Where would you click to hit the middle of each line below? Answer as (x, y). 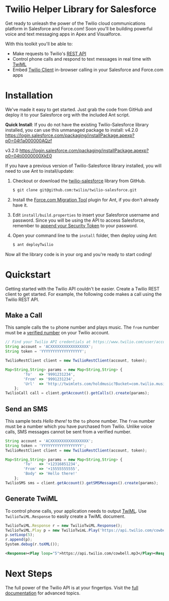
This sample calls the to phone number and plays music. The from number (82, 327)
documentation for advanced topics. (43, 593)
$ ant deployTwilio (33, 244)
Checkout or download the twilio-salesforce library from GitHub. (79, 181)
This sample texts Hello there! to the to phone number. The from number (80, 421)
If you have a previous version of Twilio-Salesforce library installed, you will (83, 166)
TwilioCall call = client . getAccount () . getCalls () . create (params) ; (77, 393)
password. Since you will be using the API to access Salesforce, (79, 220)
